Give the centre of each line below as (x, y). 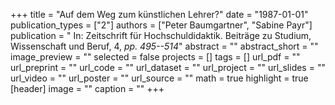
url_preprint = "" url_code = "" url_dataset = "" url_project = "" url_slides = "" (168, 67)
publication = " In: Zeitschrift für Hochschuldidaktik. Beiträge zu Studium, (161, 35)
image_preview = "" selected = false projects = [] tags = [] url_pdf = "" (155, 57)
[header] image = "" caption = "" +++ (87, 88)
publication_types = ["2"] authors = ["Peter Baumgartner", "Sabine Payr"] (161, 25)
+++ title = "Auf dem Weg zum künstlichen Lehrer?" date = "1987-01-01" (159, 14)
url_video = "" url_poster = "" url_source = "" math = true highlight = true (159, 78)
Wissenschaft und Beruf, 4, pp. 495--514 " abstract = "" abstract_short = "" (164, 46)
